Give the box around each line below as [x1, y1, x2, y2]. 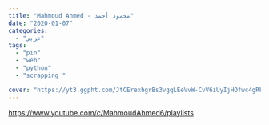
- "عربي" [15, 34, 45, 42]
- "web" [15, 57, 42, 65]
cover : [8, 86, 30, 94]
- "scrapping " [15, 71, 66, 79]
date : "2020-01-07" [8, 19, 74, 27]
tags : [8, 42, 26, 50]
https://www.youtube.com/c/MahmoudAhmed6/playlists [8, 107, 195, 117]
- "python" [15, 64, 52, 72]
